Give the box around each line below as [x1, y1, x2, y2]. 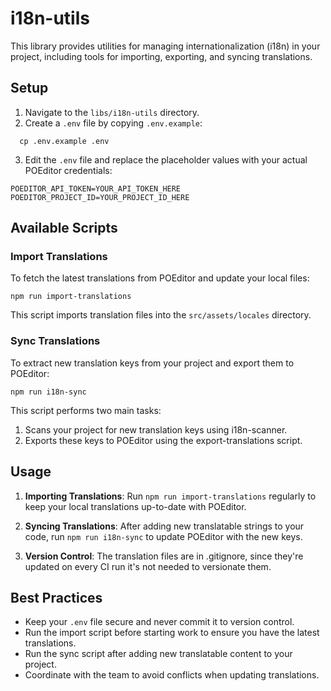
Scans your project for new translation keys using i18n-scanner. [24, 423, 288, 436]
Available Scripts [10, 220, 118, 237]
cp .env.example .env [19, 136, 110, 146]
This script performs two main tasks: [10, 404, 162, 416]
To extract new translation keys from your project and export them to [10, 357, 295, 369]
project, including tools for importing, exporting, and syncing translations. [10, 50, 313, 62]
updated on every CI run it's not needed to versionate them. [24, 560, 272, 572]
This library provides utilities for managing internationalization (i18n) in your [10, 40, 321, 52]
